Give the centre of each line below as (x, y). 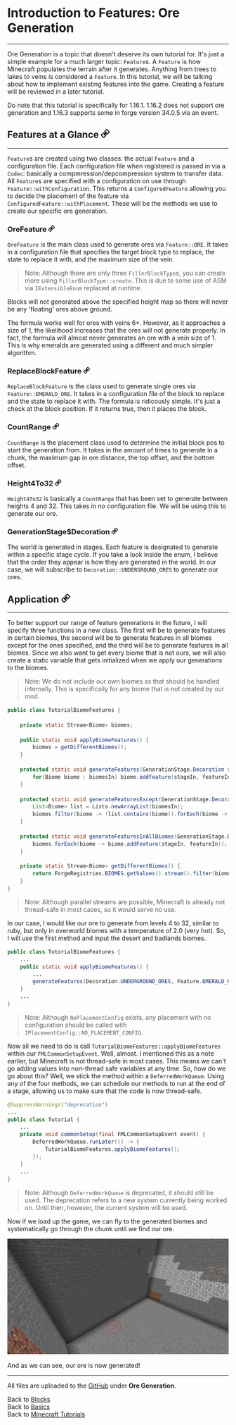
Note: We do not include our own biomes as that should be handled (122, 681)
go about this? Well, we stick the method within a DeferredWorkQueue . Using (116, 1075)
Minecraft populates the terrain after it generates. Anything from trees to (112, 69)
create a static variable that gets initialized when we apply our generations (115, 660)
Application (33, 599)
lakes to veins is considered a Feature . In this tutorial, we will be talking (110, 76)
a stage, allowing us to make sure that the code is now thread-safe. (105, 1091)
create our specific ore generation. (58, 211)
